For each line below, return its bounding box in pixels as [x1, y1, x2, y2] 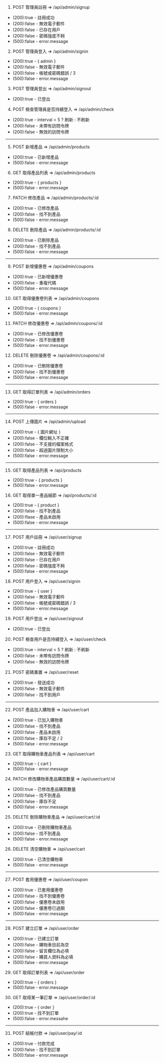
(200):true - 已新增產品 [12, 154, 59, 160]
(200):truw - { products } [12, 477, 63, 483]
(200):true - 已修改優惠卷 [12, 331, 63, 337]
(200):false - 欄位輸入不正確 [12, 435, 70, 441]
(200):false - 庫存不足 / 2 [12, 736, 63, 741]
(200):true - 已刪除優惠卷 [12, 363, 63, 368]
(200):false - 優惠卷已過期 [12, 905, 65, 911]
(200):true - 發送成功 [12, 680, 55, 685]
